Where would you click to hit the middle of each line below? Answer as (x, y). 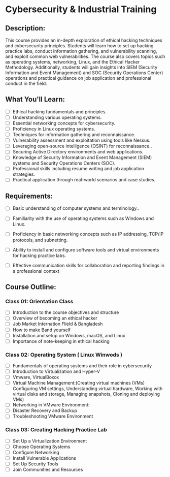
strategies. (24, 174)
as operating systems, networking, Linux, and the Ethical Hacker (73, 62)
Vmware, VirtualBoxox (36, 377)
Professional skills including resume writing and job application (78, 169)
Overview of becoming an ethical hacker (55, 318)
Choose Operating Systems (41, 447)
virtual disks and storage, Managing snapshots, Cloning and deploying (86, 394)
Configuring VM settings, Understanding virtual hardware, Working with (88, 389)
